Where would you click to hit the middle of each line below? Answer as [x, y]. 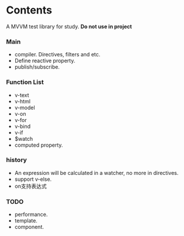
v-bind [23, 126]
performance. [31, 214]
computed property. [39, 145]
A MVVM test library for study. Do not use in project [69, 26]
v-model [25, 107]
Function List [25, 82]
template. [26, 221]
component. [29, 227]
